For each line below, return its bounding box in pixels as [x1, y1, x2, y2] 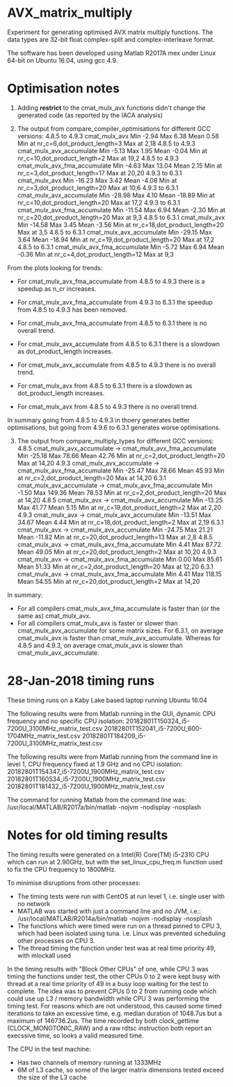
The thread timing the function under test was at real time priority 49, [17, 944, 216, 952]
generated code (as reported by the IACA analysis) [17, 111, 163, 119]
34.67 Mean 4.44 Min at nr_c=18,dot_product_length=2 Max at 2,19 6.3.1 [17, 518, 224, 526]
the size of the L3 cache [17, 1073, 87, 1081]
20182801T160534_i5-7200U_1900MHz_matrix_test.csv [7, 775, 166, 783]
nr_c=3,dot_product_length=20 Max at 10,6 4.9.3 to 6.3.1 [17, 183, 179, 192]
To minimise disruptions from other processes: [7, 878, 141, 887]
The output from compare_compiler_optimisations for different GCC [17, 124, 211, 133]
